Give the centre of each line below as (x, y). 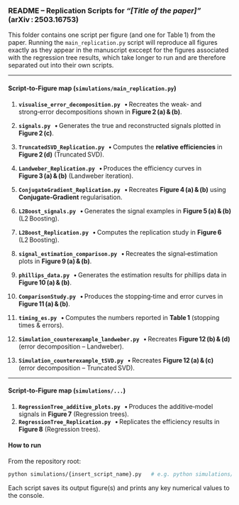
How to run (25, 445)
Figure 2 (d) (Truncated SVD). (61, 154)
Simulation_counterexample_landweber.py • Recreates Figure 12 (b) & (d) (124, 339)
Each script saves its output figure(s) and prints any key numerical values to (119, 488)
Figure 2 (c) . (36, 133)
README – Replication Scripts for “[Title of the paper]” (105, 11)
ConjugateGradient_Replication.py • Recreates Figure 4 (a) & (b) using (122, 189)
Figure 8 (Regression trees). (59, 429)
